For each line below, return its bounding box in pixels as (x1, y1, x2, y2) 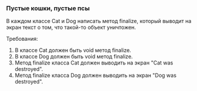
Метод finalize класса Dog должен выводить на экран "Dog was (14, 72, 177, 79)
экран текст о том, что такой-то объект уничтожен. (6, 24, 136, 31)
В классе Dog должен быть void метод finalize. (14, 53, 133, 60)
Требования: (6, 35, 38, 43)
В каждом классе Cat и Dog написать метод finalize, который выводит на (6, 18, 192, 25)
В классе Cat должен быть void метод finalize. (14, 47, 131, 54)
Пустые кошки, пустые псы (6, 4, 90, 12)
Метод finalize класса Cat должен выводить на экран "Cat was (14, 59, 173, 66)
